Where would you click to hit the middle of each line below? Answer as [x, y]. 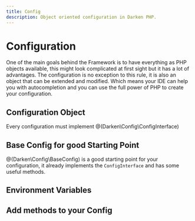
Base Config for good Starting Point [73, 145]
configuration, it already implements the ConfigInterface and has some [93, 166]
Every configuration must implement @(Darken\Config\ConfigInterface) [93, 127]
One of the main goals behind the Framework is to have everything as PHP [96, 62]
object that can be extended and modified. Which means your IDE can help [97, 81]
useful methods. [26, 172]
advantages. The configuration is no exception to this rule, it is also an [91, 75]
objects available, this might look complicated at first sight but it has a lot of [98, 69]
